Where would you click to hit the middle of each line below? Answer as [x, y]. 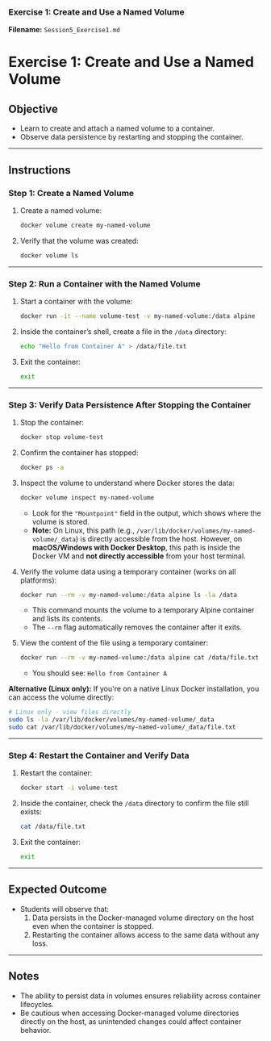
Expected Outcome [58, 890]
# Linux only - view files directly [70, 713]
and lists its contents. [67, 619]
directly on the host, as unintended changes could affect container [131, 1021]
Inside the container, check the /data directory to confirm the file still [134, 803]
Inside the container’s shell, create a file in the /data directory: [123, 331]
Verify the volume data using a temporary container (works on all [128, 571]
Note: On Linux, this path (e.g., [83, 530]
